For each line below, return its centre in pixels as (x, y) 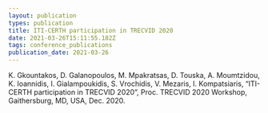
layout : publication (43, 16)
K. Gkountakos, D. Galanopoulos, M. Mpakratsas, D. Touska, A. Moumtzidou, (134, 75)
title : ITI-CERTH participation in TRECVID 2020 (91, 30)
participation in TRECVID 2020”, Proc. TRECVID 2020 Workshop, (141, 92)
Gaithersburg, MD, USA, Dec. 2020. (67, 101)
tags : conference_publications (60, 45)
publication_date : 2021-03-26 (59, 53)
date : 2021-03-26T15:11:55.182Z (62, 38)
